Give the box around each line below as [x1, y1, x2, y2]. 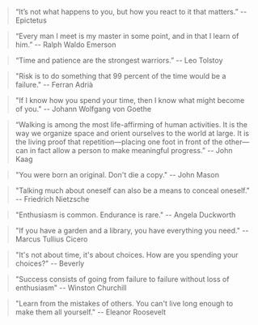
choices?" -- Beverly [15, 259, 85, 268]
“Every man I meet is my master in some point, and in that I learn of [15, 32, 239, 41]
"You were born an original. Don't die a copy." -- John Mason [15, 170, 220, 179]
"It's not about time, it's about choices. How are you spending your [15, 250, 239, 259]
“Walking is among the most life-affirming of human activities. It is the [15, 120, 248, 129]
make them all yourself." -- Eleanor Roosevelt [15, 307, 167, 317]
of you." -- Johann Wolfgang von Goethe [15, 105, 151, 113]
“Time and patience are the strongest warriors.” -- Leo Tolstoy [15, 56, 223, 65]
